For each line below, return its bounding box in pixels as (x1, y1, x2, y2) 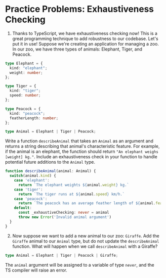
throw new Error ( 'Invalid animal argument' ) (18, 215, 112, 220)
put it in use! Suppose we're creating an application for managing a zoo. (12, 41, 159, 46)
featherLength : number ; (9, 115, 58, 121)
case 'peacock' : (14, 196, 48, 201)
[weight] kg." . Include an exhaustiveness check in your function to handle (5, 154, 158, 160)
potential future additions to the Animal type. (5, 159, 95, 165)
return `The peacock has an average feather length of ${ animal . (18, 201, 156, 206)
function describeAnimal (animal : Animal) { (5, 169, 96, 174)
